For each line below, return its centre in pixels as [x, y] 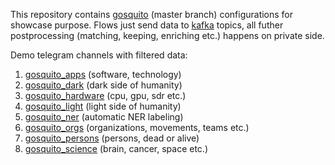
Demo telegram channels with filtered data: [99, 55]
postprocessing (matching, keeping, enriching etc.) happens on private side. [167, 35]
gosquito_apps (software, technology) [103, 74]
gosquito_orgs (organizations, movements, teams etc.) [137, 127]
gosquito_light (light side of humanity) [103, 106]
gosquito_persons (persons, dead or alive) [112, 138]
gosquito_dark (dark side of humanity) [103, 85]
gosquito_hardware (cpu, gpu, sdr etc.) [105, 95]
